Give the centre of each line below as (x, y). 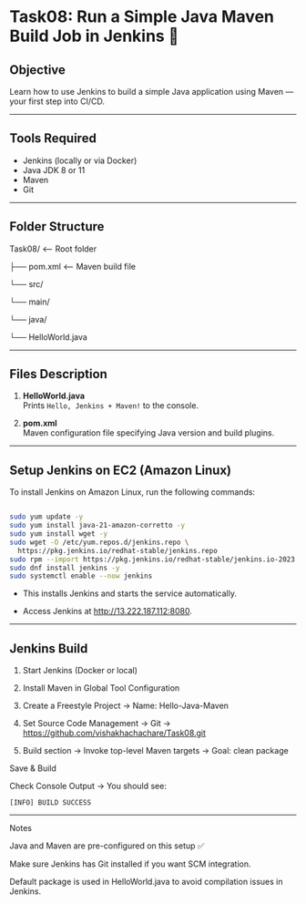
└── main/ (30, 302)
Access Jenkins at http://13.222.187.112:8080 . (107, 611)
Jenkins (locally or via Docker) (80, 160)
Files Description (58, 374)
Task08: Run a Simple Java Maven (142, 17)
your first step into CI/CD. (57, 101)
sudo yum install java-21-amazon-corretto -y (97, 526)
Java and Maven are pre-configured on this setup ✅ (107, 846)
